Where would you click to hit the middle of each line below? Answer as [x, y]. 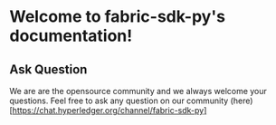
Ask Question [48, 69]
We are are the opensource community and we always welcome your [138, 91]
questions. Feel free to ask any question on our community [119, 101]
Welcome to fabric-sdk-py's [118, 17]
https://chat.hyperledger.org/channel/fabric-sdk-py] [109, 110]
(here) [242, 101]
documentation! [71, 36]
